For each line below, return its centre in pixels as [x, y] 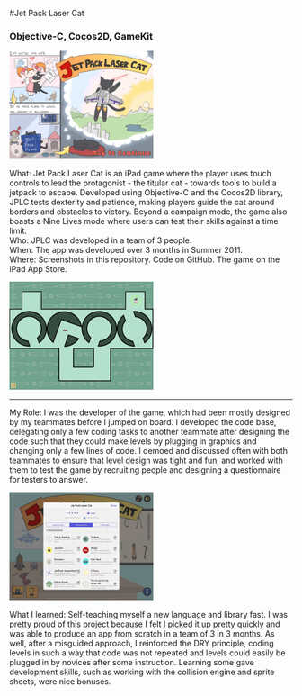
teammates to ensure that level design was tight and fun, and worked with [146, 461]
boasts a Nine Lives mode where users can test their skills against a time [144, 221]
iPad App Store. [38, 269]
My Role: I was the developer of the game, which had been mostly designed [150, 412]
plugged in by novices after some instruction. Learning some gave [132, 663]
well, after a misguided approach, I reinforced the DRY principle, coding [142, 644]
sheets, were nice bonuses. [60, 682]
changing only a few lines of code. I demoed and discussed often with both [149, 451]
